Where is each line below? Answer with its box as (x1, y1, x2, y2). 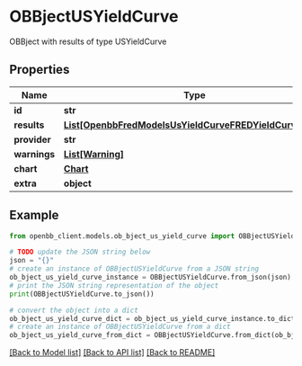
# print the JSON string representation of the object (9, 281, 219, 290)
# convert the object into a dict (9, 306, 139, 315)
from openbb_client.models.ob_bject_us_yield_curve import (9, 231, 235, 240)
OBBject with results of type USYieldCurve (9, 36, 167, 47)
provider (13, 133, 51, 146)
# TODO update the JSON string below (9, 247, 151, 257)
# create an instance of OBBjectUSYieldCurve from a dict (9, 322, 231, 332)
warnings (13, 147, 56, 160)
